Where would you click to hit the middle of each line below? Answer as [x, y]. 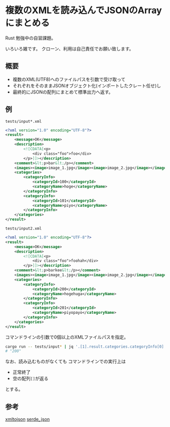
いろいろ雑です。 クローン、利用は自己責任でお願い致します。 [70, 49]
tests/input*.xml [24, 121]
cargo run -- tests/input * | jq [39, 347]
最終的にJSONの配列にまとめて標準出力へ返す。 [63, 92]
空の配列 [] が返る [31, 378]
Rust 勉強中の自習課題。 [31, 38]
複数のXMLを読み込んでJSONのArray [83, 10]
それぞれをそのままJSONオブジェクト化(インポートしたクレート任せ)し [87, 85]
